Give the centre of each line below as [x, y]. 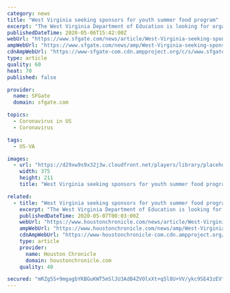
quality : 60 [24, 65]
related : [20, 196]
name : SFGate [32, 96]
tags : [15, 140]
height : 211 [36, 178]
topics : [18, 115]
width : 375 [35, 172]
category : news [29, 13]
